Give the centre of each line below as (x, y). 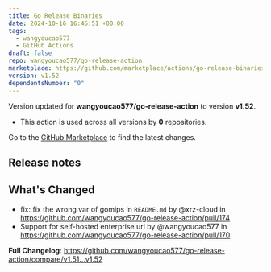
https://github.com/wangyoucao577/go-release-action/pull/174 (125, 217)
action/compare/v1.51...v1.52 (56, 259)
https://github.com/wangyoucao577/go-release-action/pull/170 (125, 235)
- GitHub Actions (45, 46)
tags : (17, 31)
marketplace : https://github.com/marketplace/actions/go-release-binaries (137, 68)
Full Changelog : (35, 250)
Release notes (45, 162)
